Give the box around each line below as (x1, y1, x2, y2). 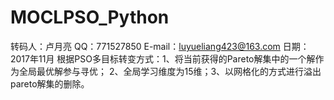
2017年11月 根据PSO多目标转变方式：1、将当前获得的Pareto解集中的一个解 (10, 52, 316, 65)
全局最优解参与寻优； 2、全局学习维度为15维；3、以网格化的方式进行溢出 (18, 65, 322, 77)
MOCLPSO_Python (10, 6, 170, 29)
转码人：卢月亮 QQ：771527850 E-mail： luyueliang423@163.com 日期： (10, 40, 310, 52)
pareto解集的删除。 (10, 77, 90, 90)
